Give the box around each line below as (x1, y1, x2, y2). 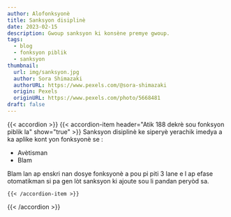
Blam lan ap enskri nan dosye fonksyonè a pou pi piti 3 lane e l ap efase (7, 169, 214, 178)
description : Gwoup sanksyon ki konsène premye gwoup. (7, 29, 170, 37)
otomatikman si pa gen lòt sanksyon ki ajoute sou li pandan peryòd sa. (7, 177, 209, 185)
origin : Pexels (13, 88, 58, 95)
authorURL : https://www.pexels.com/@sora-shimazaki (13, 82, 167, 89)
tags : (7, 36, 23, 43)
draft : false (7, 101, 45, 108)
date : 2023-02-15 (7, 23, 58, 30)
